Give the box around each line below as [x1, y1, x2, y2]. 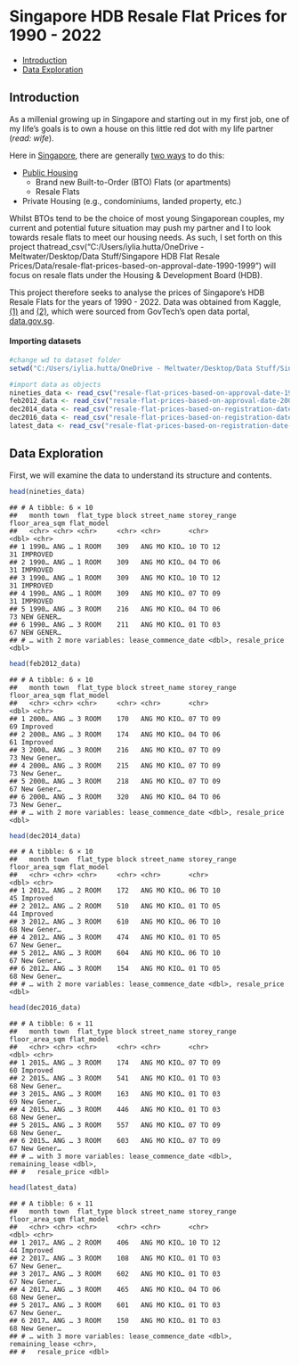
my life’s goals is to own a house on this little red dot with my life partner [9, 123, 274, 134]
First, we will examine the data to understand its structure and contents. [9, 470, 272, 481]
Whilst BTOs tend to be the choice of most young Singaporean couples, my [9, 212, 285, 224]
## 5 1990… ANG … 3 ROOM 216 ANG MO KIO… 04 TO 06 [9, 604, 221, 613]
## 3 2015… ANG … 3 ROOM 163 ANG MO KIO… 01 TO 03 [9, 1090, 221, 1098]
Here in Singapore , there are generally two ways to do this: [9, 150, 225, 160]
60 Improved [9, 1066, 53, 1075]
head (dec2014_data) [9, 831, 82, 840]
